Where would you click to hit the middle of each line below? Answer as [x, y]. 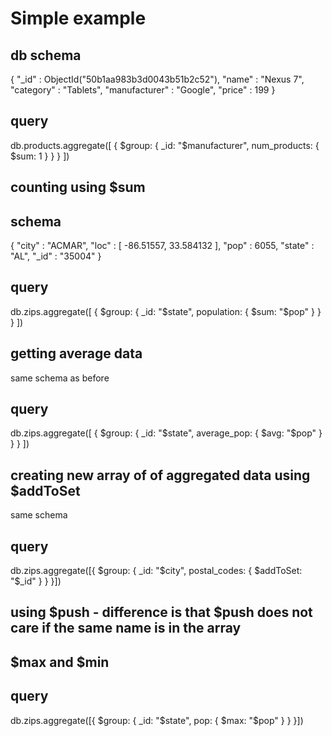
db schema [46, 55]
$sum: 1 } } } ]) [40, 156]
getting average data [76, 353]
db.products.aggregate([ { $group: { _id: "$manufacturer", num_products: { [165, 145]
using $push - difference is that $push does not [161, 612]
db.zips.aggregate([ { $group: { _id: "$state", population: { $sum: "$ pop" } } [166, 311]
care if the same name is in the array [126, 628]
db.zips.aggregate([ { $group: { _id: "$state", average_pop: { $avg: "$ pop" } [166, 433]
